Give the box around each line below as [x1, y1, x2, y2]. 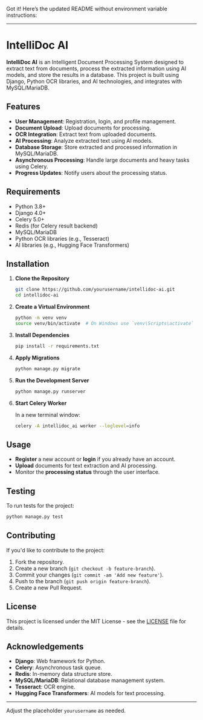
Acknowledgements [6, 641, 84, 652]
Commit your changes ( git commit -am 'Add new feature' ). [14, 571, 164, 578]
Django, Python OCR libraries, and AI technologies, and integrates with [6, 77, 182, 85]
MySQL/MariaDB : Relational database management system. [14, 677, 165, 684]
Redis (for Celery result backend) [14, 222, 98, 229]
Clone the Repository [14, 275, 69, 282]
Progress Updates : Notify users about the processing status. [14, 169, 167, 176]
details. [6, 624, 25, 631]
